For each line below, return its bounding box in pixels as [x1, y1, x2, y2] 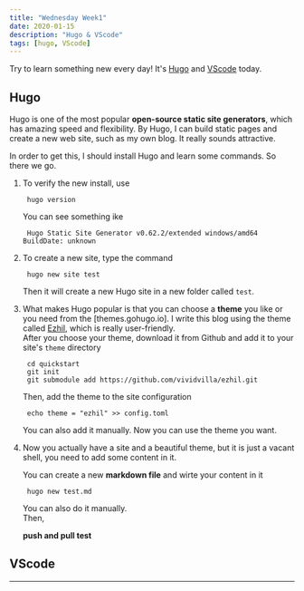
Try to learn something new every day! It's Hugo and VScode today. [9, 63, 262, 74]
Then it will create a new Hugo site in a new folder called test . [22, 286, 255, 297]
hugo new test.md [26, 487, 92, 497]
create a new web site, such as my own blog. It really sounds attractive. [9, 133, 276, 144]
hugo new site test [26, 270, 100, 279]
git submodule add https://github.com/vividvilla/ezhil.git [26, 375, 259, 385]
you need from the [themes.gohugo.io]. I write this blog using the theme [22, 314, 291, 325]
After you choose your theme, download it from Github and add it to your [22, 333, 294, 344]
